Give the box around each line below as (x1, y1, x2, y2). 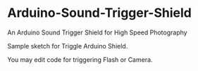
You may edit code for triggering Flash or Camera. (7, 55, 153, 64)
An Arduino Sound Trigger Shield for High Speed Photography (7, 28, 188, 37)
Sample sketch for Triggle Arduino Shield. (7, 41, 128, 50)
